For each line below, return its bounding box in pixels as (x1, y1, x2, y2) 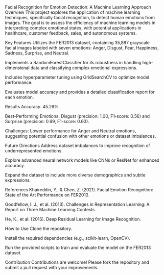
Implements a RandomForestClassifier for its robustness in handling (5, 60, 141, 65)
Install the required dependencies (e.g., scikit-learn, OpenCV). (5, 235, 131, 241)
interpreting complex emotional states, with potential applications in (5, 25, 141, 31)
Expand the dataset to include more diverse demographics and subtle (5, 172, 146, 178)
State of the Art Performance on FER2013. (5, 192, 90, 198)
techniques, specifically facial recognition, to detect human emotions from (5, 15, 155, 20)
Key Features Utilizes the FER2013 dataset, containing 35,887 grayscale (5, 40, 150, 46)
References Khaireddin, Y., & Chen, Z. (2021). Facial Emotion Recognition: (5, 187, 153, 193)
